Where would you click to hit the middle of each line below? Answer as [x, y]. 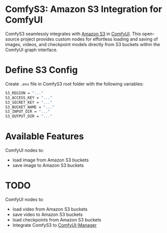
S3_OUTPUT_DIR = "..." [29, 116]
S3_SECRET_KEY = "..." [29, 102]
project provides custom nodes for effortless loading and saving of [89, 39]
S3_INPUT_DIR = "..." [28, 112]
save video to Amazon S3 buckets [47, 214]
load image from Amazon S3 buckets [50, 160]
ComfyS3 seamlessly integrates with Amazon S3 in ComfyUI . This [73, 34]
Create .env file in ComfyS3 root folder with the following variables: [74, 84]
